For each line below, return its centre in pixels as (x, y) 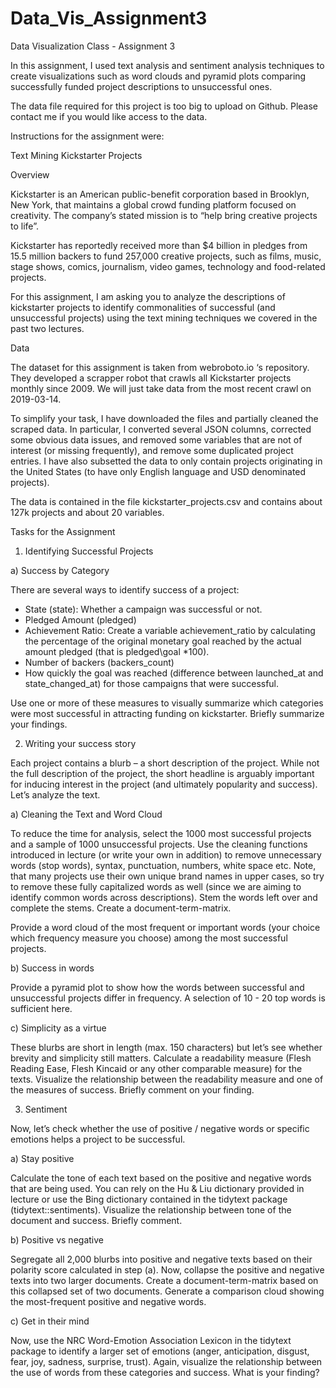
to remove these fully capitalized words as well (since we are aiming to (156, 886)
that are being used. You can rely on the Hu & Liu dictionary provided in (157, 1188)
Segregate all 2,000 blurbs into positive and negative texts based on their (161, 1259)
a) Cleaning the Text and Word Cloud (86, 814)
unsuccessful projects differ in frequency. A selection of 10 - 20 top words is (168, 998)
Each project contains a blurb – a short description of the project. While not (165, 763)
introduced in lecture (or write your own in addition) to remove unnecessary (166, 854)
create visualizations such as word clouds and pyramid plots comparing (158, 76)
